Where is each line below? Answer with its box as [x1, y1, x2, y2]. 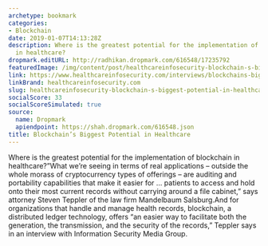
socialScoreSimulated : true [8, 101, 102, 109]
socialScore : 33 [8, 93, 62, 101]
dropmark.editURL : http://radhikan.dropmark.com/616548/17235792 [8, 57, 230, 65]
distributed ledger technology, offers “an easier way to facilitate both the [8, 212, 247, 221]
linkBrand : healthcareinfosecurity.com [8, 78, 141, 86]
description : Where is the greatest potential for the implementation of [8, 42, 259, 50]
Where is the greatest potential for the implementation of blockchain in [8, 153, 240, 162]
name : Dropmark [15, 116, 66, 124]
